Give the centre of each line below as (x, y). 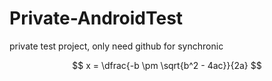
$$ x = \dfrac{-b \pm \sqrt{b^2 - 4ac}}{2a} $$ (167, 65)
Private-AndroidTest (96, 18)
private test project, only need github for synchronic (116, 46)
